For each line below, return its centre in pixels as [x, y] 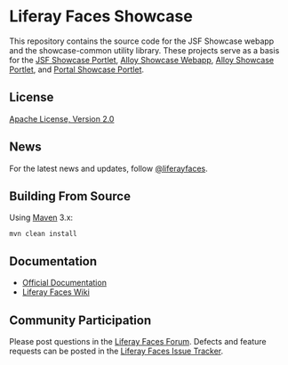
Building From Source [70, 196]
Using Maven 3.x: [41, 218]
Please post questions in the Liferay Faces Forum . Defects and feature [138, 341]
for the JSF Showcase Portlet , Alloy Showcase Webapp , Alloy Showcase [141, 60]
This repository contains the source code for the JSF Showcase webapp [142, 41]
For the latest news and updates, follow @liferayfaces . [109, 168]
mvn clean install [43, 234]
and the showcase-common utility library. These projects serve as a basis [144, 50]
